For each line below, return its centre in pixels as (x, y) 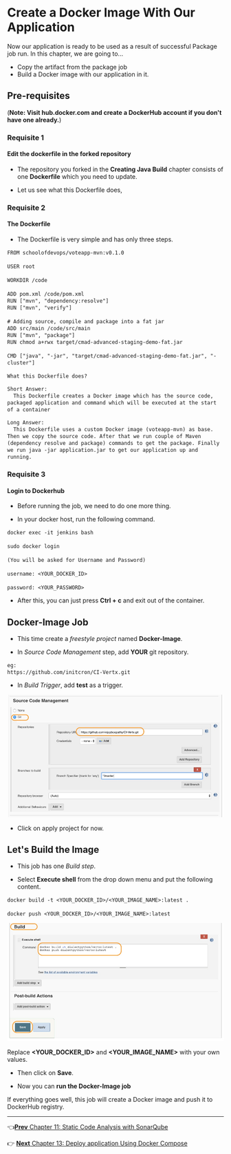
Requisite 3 (26, 474)
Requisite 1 (26, 138)
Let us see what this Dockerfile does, (69, 190)
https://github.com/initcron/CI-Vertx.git (69, 672)
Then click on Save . (45, 1073)
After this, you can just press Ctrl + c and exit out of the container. (111, 600)
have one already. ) (34, 120)
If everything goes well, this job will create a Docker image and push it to (110, 1100)
